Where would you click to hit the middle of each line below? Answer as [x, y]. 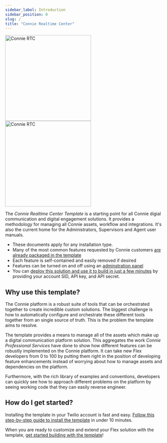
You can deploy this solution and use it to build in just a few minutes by [85, 271]
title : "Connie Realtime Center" [40, 24]
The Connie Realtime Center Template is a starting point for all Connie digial [83, 214]
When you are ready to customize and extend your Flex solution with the [80, 430]
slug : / [13, 19]
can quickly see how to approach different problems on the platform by [78, 382]
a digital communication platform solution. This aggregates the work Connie [83, 340]
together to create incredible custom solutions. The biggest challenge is [79, 309]
